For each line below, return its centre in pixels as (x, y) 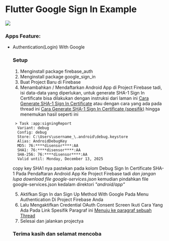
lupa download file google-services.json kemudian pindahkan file (80, 179)
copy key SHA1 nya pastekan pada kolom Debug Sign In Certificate (82, 168)
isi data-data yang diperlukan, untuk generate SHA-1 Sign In (82, 92)
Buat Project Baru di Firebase (50, 82)
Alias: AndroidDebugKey (42, 141)
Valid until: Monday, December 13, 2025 (60, 159)
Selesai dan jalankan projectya (52, 221)
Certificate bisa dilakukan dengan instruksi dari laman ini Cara (84, 98)
